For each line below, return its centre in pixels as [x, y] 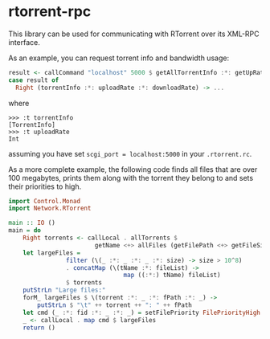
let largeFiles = [52, 253]
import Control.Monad [45, 201]
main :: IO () [32, 223]
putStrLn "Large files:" [64, 290]
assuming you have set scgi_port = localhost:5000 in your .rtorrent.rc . [130, 153]
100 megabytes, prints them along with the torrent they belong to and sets [131, 178]
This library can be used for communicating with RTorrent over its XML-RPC [134, 34]
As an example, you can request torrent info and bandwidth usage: [119, 58]
